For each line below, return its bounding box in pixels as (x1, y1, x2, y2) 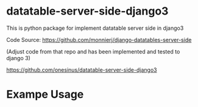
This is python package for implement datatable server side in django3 (6, 24, 184, 32)
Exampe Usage (6, 88, 84, 102)
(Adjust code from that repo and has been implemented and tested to (6, 47, 180, 55)
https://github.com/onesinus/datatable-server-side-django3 (6, 66, 157, 74)
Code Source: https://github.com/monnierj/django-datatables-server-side (6, 36, 192, 43)
